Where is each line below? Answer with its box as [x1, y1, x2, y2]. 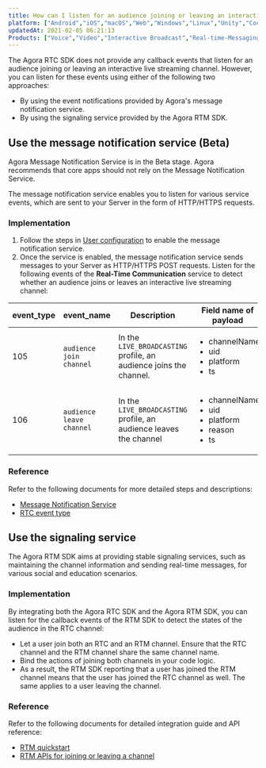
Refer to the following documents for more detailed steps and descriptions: [8, 484, 253, 493]
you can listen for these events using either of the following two [8, 72, 216, 82]
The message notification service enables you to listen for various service [8, 190, 249, 199]
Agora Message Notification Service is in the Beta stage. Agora [8, 157, 215, 167]
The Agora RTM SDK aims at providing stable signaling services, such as [8, 552, 246, 562]
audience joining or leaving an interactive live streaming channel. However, [8, 64, 253, 74]
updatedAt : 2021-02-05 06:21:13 [8, 26, 115, 34]
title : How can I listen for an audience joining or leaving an [8, 11, 225, 20]
